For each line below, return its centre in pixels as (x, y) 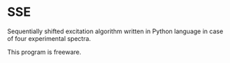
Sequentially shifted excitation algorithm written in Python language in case (115, 31)
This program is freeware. (44, 52)
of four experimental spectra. (49, 38)
